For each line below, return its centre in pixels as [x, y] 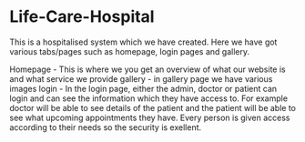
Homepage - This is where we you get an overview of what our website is [147, 69]
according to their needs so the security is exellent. [106, 127]
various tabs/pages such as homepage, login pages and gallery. [130, 51]
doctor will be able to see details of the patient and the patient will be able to [153, 107]
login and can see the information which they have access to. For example [149, 98]
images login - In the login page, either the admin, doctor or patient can [143, 88]
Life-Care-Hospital [82, 17]
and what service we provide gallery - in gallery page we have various [141, 78]
